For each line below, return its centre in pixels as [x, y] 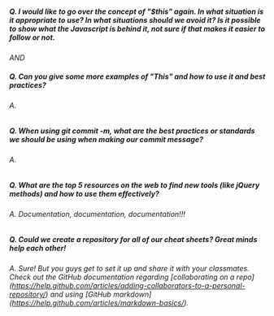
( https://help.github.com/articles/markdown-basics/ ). [99, 303]
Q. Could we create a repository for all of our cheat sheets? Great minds [133, 239]
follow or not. [32, 37]
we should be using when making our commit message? [107, 139]
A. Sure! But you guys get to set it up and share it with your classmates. [130, 268]
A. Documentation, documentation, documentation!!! [97, 214]
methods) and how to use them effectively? [84, 193]
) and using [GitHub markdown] [98, 294]
